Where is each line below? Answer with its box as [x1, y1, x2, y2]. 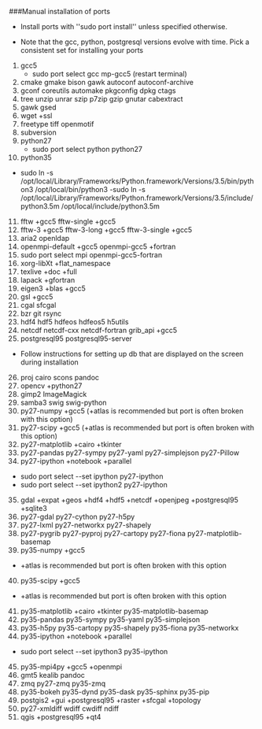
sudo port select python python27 [31, 145, 142, 154]
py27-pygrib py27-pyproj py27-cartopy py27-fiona [20, 529, 186, 538]
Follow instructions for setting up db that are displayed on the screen [20, 350, 244, 358]
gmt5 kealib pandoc [20, 671, 86, 679]
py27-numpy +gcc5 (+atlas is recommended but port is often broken [20, 406, 244, 416]
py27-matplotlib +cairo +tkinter [20, 440, 122, 449]
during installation [20, 357, 79, 367]
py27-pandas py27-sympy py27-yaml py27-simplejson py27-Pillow [20, 448, 239, 457]
